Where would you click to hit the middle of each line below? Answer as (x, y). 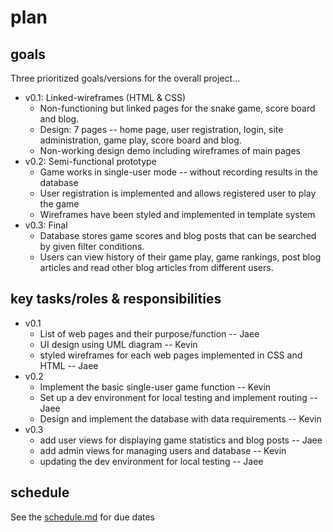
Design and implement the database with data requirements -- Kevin (180, 418)
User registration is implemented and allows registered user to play (178, 193)
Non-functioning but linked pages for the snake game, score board (177, 108)
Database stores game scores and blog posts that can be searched (178, 235)
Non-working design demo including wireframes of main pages (170, 150)
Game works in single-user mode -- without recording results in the (178, 172)
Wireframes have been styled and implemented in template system (177, 214)
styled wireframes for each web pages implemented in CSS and (171, 355)
